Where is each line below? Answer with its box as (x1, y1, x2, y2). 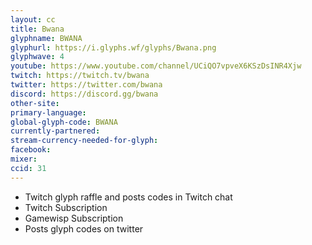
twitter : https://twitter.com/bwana (10, 80, 163, 90)
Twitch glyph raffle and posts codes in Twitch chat (24, 191, 233, 203)
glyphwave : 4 (10, 52, 65, 62)
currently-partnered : (10, 126, 101, 136)
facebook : (10, 145, 52, 155)
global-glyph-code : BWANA (10, 117, 118, 127)
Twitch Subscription (24, 201, 108, 213)
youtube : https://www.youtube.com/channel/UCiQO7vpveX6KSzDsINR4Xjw (10, 61, 302, 71)
